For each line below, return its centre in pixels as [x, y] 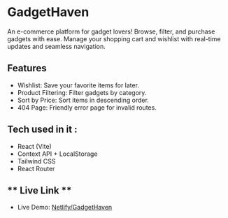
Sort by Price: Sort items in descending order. [83, 100]
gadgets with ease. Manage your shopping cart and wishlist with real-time [114, 38]
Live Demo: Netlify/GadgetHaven [65, 208]
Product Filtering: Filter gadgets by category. [82, 92]
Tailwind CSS [36, 161]
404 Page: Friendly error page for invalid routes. [87, 107]
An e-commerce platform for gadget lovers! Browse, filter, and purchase [111, 31]
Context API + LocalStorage [57, 154]
